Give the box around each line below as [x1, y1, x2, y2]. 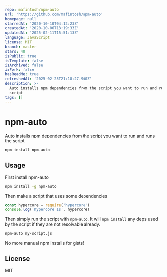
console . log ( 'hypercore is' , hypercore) [5, 207, 90, 212]
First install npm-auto [5, 174, 49, 180]
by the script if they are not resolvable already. [5, 221, 101, 227]
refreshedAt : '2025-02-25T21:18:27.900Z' [5, 76, 92, 81]
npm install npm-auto [5, 147, 50, 153]
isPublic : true [5, 53, 37, 59]
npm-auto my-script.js [5, 231, 52, 236]
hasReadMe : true [5, 72, 39, 77]
